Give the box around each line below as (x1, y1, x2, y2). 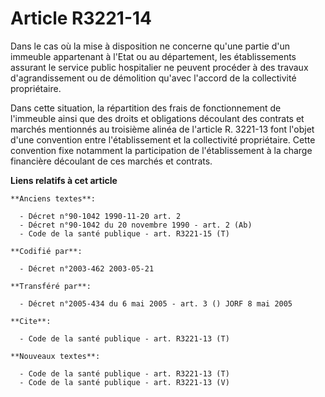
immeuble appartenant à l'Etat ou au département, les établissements (10, 50, 297, 62)
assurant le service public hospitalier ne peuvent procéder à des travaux (10, 61, 309, 73)
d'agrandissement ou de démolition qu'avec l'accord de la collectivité (10, 72, 297, 84)
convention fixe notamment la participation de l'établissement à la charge (10, 144, 313, 156)
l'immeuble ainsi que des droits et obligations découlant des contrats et (10, 112, 305, 124)
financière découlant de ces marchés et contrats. (10, 155, 213, 167)
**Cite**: (10, 316, 52, 326)
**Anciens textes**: (10, 193, 97, 204)
